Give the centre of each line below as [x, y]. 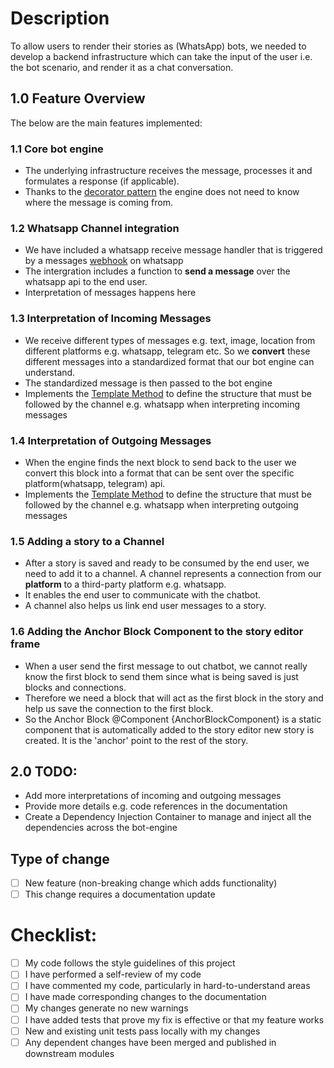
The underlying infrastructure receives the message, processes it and [168, 171]
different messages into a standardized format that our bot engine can [169, 361]
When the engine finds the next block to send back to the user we [160, 462]
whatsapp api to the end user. [86, 282]
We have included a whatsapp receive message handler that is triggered [173, 250]
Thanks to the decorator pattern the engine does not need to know [162, 192]
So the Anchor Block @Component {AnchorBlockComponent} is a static [173, 719]
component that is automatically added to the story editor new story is [169, 729]
